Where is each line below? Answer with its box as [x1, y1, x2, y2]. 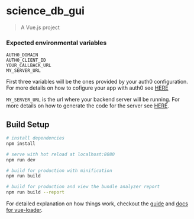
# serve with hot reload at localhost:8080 [6, 151, 115, 157]
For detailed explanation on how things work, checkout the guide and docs [6, 200, 188, 207]
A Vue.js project [20, 24, 60, 31]
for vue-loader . [6, 207, 43, 214]
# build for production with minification [6, 167, 112, 173]
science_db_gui [6, 4, 85, 18]
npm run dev [6, 157, 35, 163]
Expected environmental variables [6, 39, 107, 47]
